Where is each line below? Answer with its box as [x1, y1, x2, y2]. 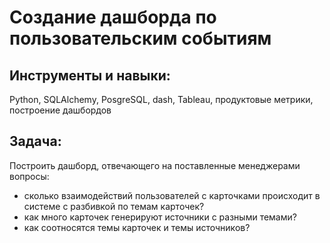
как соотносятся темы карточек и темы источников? [23, 221, 251, 233]
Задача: [9, 133, 62, 150]
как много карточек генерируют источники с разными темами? [23, 211, 297, 223]
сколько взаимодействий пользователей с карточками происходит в [23, 189, 321, 201]
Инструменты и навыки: [9, 67, 171, 84]
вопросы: [9, 170, 50, 182]
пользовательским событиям [9, 27, 272, 50]
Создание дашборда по [9, 6, 217, 29]
